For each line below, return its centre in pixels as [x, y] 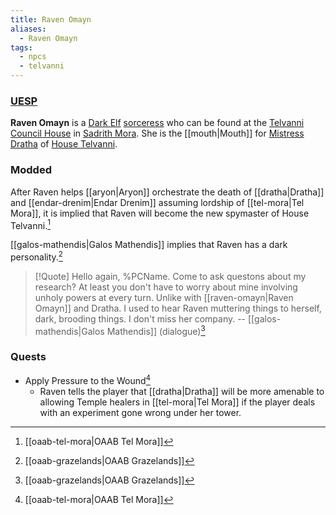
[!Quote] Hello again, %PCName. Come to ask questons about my [170, 276]
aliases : [28, 29]
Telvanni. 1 [30, 224]
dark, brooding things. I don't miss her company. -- [140, 318]
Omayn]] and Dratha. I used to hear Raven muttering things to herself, [178, 308]
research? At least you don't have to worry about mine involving [166, 287]
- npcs [33, 57]
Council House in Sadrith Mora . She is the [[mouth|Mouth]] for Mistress [157, 133]
